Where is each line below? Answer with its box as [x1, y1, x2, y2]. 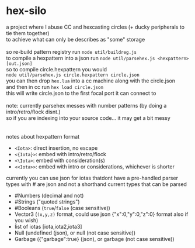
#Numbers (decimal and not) [14, 192, 84, 199]
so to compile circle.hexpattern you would [6, 66, 107, 73]
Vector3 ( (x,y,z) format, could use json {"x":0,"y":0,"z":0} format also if [14, 211, 189, 218]
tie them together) [6, 29, 50, 36]
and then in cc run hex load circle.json [6, 83, 104, 90]
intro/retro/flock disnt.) [6, 108, 61, 115]
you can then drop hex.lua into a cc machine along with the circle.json [6, 77, 176, 84]
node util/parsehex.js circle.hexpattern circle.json [6, 72, 140, 78]
